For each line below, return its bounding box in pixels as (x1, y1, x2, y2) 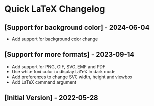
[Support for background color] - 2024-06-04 (4, 23, 150, 32)
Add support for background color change (11, 36, 98, 42)
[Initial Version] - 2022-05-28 (4, 94, 98, 102)
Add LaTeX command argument (11, 79, 77, 85)
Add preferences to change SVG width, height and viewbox (11, 74, 133, 80)
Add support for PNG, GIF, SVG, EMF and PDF (11, 63, 106, 70)
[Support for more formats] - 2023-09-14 (4, 50, 135, 59)
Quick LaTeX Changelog (4, 3, 105, 15)
